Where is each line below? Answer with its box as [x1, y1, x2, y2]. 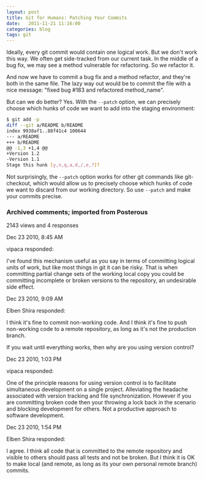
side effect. [6, 283, 35, 291]
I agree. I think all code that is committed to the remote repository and [6, 447, 183, 455]
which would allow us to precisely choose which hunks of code [32, 180, 193, 187]
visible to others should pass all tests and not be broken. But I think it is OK [6, 454, 195, 461]
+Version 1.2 [6, 150, 40, 157]
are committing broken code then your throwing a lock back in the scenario [6, 399, 196, 406]
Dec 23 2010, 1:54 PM [6, 423, 62, 431]
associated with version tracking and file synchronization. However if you [6, 392, 192, 399]
